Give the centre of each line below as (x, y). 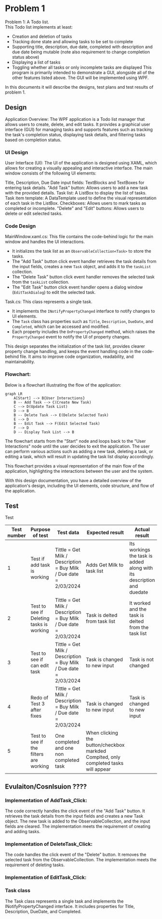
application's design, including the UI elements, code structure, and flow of (80, 485)
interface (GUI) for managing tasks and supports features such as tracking (79, 129)
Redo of (40, 698)
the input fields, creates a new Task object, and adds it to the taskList (81, 267)
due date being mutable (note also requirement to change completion (81, 52)
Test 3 (38, 704)
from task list (101, 621)
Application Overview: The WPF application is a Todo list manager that (75, 119)
